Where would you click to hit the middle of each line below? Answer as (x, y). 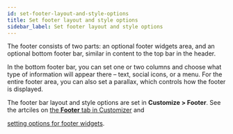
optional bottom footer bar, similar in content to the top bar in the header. (112, 53)
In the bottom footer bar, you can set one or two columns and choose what (114, 67)
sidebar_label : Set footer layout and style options (85, 26)
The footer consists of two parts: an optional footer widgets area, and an (111, 47)
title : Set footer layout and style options (73, 20)
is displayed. (25, 89)
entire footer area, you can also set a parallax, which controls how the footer (116, 82)
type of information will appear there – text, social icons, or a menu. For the (115, 74)
